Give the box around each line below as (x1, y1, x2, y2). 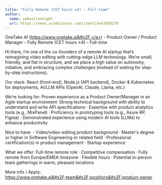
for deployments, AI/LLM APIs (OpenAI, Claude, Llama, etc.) (5, 84, 125, 91)
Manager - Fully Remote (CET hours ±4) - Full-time (5, 40, 108, 46)
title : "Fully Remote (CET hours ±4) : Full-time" (5, 7, 110, 12)
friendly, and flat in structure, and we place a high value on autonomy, (5, 59, 145, 65)
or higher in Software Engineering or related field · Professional (5, 135, 131, 140)
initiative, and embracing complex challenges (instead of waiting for (5, 65, 141, 70)
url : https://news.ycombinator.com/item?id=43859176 (9, 21, 119, 26)
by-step (5, 69, 21, 76)
